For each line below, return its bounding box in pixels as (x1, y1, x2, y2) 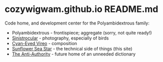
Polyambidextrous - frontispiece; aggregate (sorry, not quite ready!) (11, 29, 152, 35)
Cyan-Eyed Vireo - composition (11, 40, 77, 46)
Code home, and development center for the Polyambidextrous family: (4, 20, 149, 26)
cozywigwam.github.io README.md (4, 3, 158, 15)
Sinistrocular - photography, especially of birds (11, 35, 109, 41)
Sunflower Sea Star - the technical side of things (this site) (11, 45, 133, 51)
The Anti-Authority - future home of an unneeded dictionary (11, 51, 136, 57)
